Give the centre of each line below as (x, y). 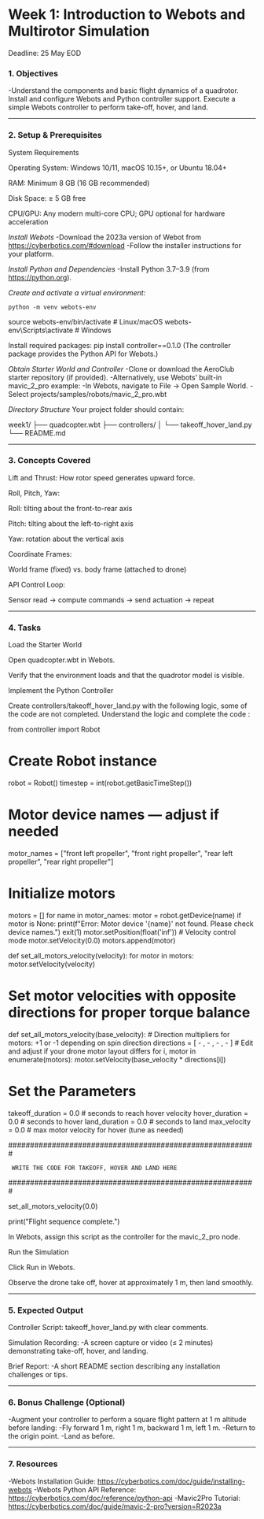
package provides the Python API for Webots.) (83, 354)
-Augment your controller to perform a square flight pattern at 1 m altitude (127, 1420)
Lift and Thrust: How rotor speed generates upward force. (102, 477)
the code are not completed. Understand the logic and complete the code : (129, 714)
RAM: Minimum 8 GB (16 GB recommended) (79, 183)
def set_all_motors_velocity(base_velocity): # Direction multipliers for (119, 1034)
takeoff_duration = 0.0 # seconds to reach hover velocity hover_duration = (128, 1113)
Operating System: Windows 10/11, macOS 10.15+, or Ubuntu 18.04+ (118, 168)
